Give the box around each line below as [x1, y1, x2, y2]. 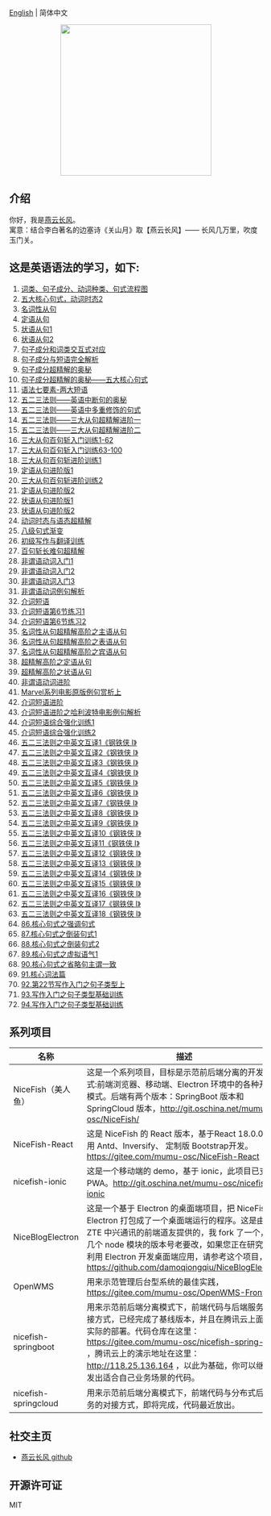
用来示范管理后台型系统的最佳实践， [86, 1277, 224, 1288]
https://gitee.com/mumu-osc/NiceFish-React [86, 1151, 260, 1162]
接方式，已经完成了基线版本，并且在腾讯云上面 [86, 1314, 265, 1325]
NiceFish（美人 [13, 1084, 71, 1095]
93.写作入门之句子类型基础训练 [20, 989, 124, 999]
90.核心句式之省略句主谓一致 [20, 959, 117, 968]
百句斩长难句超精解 [20, 546, 85, 556]
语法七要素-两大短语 [20, 385, 88, 394]
